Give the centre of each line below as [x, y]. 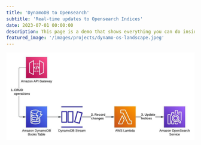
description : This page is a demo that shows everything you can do [93, 32]
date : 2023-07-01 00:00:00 [40, 25]
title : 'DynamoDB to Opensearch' [48, 13]
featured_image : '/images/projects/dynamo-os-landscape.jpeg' [85, 38]
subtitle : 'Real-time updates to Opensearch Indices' [75, 19]
